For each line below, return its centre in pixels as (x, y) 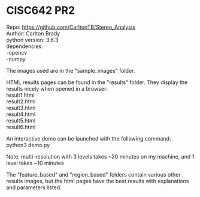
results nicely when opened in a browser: (57, 88)
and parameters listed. (34, 187)
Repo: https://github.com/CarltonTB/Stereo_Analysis (71, 27)
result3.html (21, 108)
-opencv (17, 52)
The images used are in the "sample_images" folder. (71, 70)
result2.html (21, 101)
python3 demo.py (28, 145)
